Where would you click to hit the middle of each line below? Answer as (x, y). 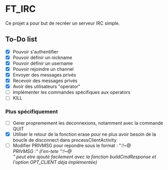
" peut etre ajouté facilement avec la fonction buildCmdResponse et (84, 157)
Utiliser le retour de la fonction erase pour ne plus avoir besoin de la (84, 134)
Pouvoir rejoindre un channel (43, 69)
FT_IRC (20, 9)
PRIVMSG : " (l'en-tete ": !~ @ (42, 151)
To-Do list (21, 39)
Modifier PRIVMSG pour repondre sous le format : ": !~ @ (72, 145)
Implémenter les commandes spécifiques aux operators (71, 92)
